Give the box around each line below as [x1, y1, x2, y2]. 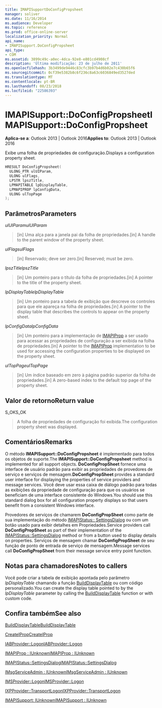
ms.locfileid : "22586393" [5, 88, 57, 93]
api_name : [5, 39, 25, 44]
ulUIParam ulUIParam [5, 223, 47, 228]
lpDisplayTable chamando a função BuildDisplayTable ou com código [5, 580, 143, 586]
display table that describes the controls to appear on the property [16, 309, 150, 315]
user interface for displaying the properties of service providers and [5, 476, 140, 483]
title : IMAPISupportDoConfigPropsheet [5, 7, 83, 12]
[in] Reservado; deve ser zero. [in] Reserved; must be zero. [16, 256, 134, 262]
